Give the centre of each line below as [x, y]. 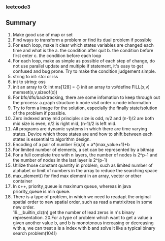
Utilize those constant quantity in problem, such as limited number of [83, 165]
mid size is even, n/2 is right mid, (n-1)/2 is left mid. [65, 123]
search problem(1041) [35, 233]
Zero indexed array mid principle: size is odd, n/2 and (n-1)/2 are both [83, 118]
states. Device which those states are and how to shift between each [83, 134]
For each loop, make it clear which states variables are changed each [83, 45]
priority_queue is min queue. [41, 191]
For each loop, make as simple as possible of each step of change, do [84, 60]
